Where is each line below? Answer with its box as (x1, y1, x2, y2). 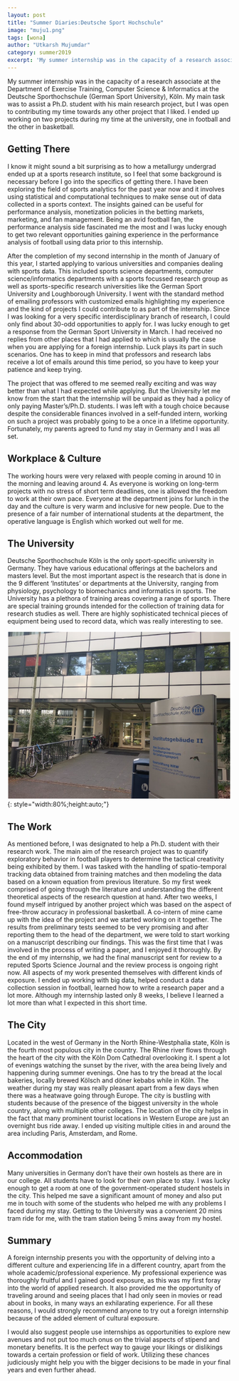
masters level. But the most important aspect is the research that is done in (7, 571, 228, 580)
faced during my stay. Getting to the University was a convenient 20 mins (7, 1206, 223, 1215)
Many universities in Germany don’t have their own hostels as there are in (7, 1169, 223, 1177)
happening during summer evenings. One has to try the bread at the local (7, 1068, 223, 1077)
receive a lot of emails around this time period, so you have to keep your (7, 357, 219, 366)
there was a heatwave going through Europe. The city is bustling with (7, 1091, 211, 1100)
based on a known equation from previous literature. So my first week (7, 877, 212, 886)
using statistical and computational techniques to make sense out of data (7, 192, 222, 201)
